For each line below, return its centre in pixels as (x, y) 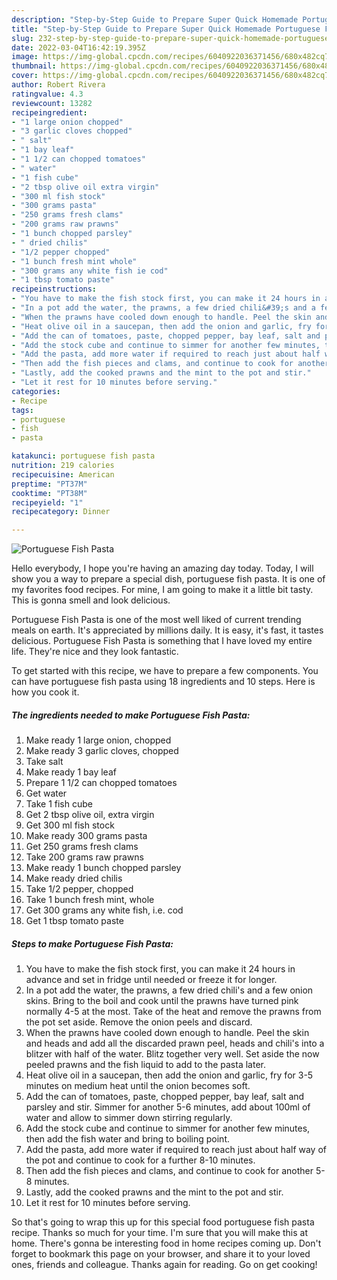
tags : (22, 410)
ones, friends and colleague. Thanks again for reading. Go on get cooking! (164, 1265)
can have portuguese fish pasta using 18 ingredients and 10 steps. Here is (163, 682)
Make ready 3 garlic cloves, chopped (102, 751)
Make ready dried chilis (74, 878)
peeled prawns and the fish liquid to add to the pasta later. (145, 1065)
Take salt (44, 762)
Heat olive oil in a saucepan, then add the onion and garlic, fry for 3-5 (169, 1075)
